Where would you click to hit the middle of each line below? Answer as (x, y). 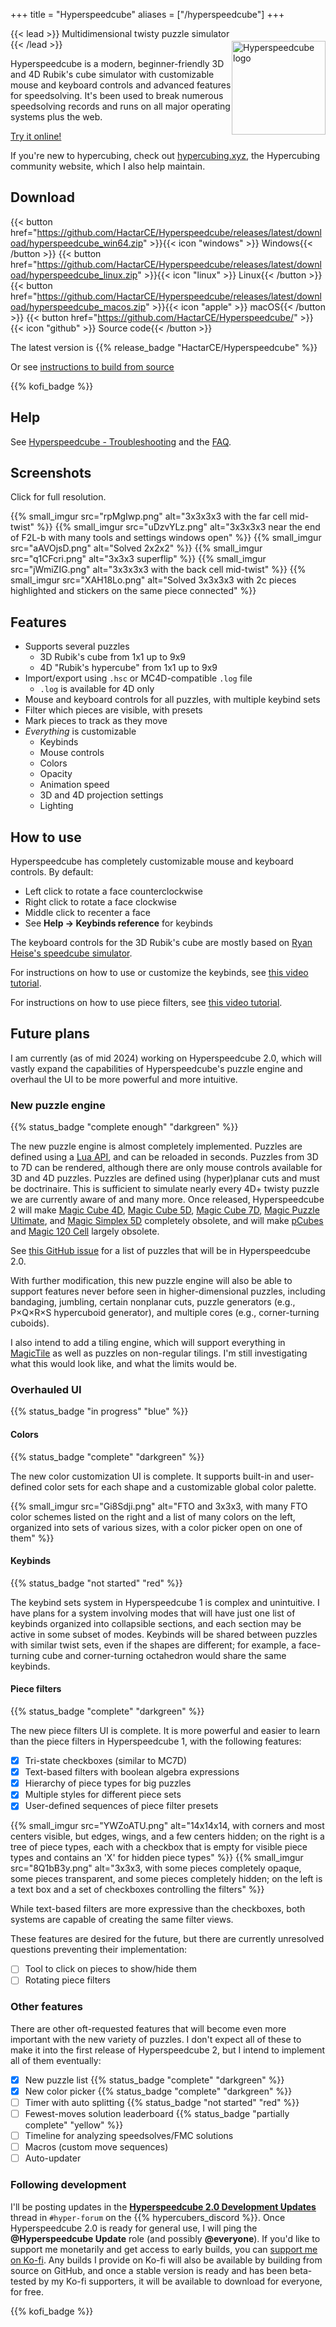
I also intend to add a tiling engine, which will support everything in (148, 1343)
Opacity (56, 774)
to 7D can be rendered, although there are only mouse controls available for (166, 1168)
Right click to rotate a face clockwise (100, 902)
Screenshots (51, 473)
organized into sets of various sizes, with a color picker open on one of (156, 1527)
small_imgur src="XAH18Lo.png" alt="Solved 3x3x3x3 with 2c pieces (153, 580)
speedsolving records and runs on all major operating (120, 106)
